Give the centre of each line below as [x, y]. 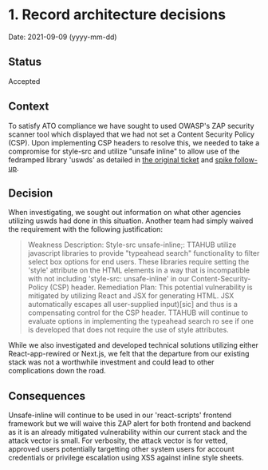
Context [29, 107]
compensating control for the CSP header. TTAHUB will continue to [138, 313]
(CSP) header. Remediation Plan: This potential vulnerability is [151, 287]
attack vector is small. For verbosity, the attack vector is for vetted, [118, 440]
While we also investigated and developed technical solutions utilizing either [134, 345]
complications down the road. [57, 371]
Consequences [47, 396]
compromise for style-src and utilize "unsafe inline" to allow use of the [124, 151]
